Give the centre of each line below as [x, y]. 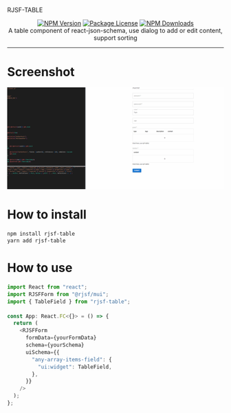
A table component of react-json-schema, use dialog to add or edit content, [115, 31]
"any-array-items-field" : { [72, 359]
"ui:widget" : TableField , [75, 367]
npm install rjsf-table [41, 234]
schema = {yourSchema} [55, 345]
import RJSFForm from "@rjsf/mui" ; [58, 294]
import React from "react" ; [47, 287]
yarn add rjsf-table [37, 241]
